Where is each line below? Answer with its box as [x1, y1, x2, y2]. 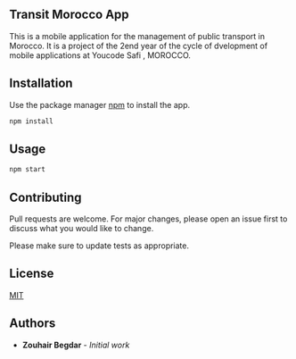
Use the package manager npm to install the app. [9, 99, 190, 110]
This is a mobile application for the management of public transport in [9, 30, 266, 41]
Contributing [9, 189, 82, 205]
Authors [9, 316, 56, 331]
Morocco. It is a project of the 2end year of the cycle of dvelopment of [9, 40, 268, 51]
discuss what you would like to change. [9, 223, 154, 233]
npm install [9, 116, 53, 126]
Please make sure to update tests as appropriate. [9, 240, 190, 251]
